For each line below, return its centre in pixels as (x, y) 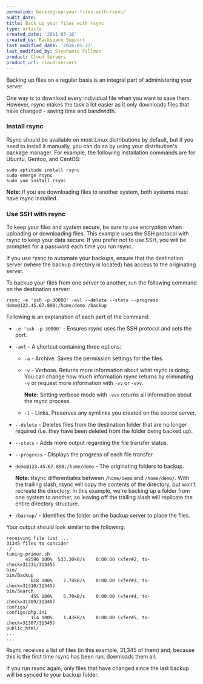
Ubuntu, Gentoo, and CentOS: (44, 159)
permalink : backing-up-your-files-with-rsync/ (66, 12)
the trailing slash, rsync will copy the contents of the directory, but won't (105, 484)
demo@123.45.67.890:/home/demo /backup (57, 306)
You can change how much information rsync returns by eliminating (109, 377)
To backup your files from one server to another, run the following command (101, 283)
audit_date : (21, 18)
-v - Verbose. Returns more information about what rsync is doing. (107, 370)
